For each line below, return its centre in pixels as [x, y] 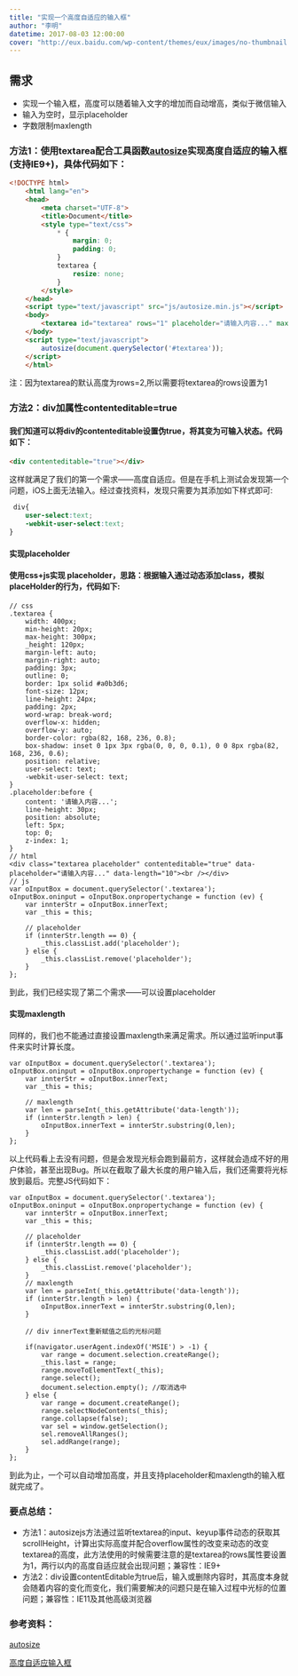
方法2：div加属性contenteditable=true [93, 408]
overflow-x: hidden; [63, 722]
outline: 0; [47, 676]
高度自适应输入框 [40, 1663]
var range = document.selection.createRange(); [130, 1354]
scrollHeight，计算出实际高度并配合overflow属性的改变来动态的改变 [145, 1544]
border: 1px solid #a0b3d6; [77, 683]
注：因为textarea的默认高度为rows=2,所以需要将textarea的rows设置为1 [138, 383]
